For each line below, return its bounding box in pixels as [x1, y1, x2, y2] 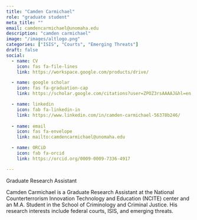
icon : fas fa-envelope [17, 129, 73, 134]
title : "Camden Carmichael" [6, 8, 75, 15]
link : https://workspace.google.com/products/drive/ [17, 69, 149, 75]
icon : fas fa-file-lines [17, 63, 78, 70]
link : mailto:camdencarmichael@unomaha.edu [17, 134, 126, 140]
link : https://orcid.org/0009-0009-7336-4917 [17, 156, 131, 162]
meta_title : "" [6, 19, 44, 25]
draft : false [6, 47, 38, 53]
